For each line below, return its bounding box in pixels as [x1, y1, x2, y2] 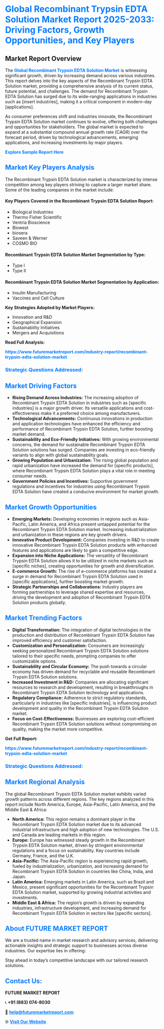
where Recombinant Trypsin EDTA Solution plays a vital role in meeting [12, 468, 155, 474]
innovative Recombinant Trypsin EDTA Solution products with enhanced [12, 542, 157, 548]
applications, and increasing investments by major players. [5, 140, 123, 146]
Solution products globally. [12, 599, 67, 605]
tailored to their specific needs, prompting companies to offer [12, 653, 137, 659]
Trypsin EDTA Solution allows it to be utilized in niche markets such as [12, 558, 153, 563]
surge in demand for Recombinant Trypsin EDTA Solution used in [12, 573, 143, 579]
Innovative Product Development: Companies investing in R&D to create [12, 537, 160, 543]
